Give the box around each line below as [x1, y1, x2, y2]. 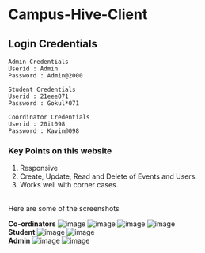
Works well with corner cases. [19, 180, 119, 190]
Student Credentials [8, 85, 77, 93]
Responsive [19, 164, 58, 173]
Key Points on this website [8, 145, 112, 156]
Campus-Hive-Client [8, 6, 148, 24]
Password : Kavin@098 [8, 127, 80, 135]
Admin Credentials [8, 58, 69, 66]
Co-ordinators [8, 219, 57, 228]
